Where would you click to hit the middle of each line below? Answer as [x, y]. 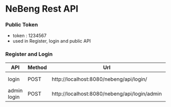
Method [37, 67]
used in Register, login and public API [52, 41]
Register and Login [29, 54]
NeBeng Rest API [42, 9]
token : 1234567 [30, 35]
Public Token [22, 25]
